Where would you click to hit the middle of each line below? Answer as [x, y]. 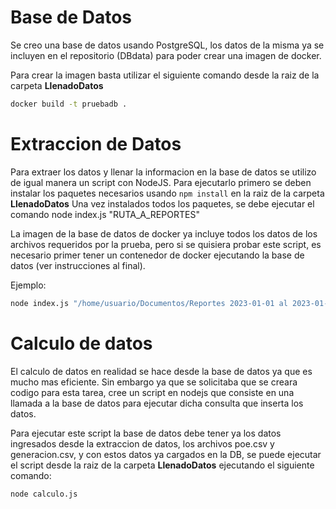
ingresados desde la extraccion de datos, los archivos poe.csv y [142, 443]
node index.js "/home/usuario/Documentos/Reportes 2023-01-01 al [149, 303]
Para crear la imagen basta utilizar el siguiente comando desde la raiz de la [165, 75]
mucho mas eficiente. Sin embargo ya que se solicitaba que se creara [154, 382]
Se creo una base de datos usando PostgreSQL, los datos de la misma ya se [167, 45]
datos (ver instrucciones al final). [78, 265]
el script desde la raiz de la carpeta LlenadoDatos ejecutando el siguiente [162, 465]
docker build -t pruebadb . [69, 104]
